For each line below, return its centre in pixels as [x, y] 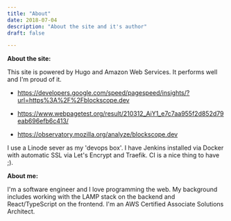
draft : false [26, 33]
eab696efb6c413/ [43, 121]
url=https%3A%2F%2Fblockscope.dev [73, 100]
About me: [23, 176]
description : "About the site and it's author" [77, 26]
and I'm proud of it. [35, 80]
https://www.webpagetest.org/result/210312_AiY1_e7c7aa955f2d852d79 [120, 114]
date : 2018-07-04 [32, 20]
